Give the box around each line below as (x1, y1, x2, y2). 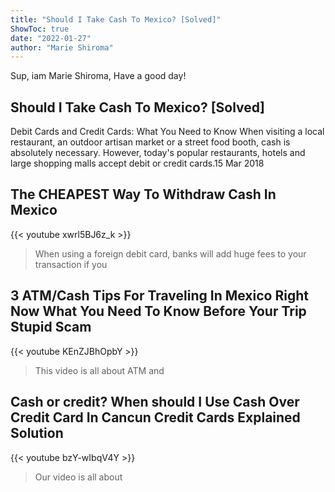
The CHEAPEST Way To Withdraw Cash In (10, 186, 277, 203)
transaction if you (34, 258, 108, 270)
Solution (10, 425, 64, 442)
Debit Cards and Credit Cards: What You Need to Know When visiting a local (10, 126, 325, 138)
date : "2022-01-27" (10, 33, 92, 43)
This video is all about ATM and (34, 364, 165, 376)
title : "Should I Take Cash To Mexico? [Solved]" (10, 14, 222, 25)
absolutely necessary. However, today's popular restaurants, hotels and (10, 147, 306, 159)
